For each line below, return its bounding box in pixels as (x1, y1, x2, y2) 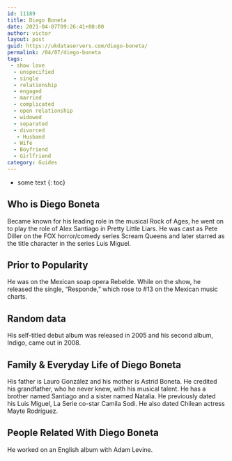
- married (13, 95, 42, 102)
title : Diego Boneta (7, 17, 68, 24)
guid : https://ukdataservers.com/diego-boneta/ (7, 42, 148, 49)
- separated (13, 120, 49, 127)
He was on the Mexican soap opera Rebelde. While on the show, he (7, 278, 201, 286)
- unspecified (13, 68, 54, 75)
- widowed (13, 114, 42, 120)
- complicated (13, 101, 54, 108)
